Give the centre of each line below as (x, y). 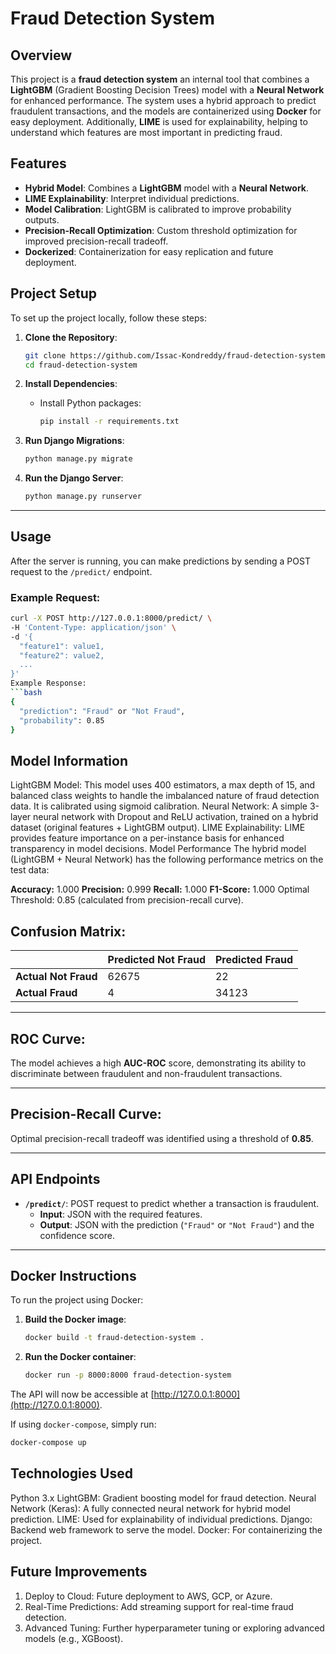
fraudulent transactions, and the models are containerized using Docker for (166, 111)
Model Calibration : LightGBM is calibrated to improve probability (158, 209)
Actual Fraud (46, 993)
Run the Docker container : (80, 1357)
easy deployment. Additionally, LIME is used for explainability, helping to (159, 121)
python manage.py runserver (83, 497)
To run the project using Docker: (77, 1300)
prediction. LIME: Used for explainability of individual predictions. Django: (161, 1519)
